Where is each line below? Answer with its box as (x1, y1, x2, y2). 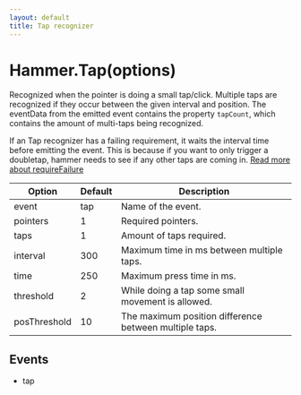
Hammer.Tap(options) (9, 60, 176, 81)
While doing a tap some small (120, 284, 245, 296)
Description (178, 185, 230, 198)
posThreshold (13, 315, 72, 328)
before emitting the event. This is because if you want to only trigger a (9, 145, 269, 156)
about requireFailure (9, 164, 84, 175)
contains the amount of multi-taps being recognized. (9, 118, 204, 129)
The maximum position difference (120, 310, 262, 322)
